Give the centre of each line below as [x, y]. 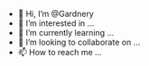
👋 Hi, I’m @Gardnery [56, 14]
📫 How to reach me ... [60, 52]
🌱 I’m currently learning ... [66, 33]
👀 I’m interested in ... [56, 23]
